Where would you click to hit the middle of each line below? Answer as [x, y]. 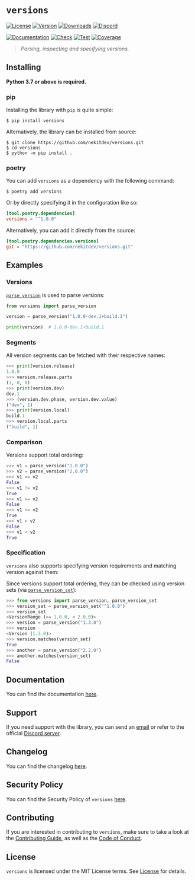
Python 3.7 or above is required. [46, 81]
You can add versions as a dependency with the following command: [90, 181]
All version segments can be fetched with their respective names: [86, 355]
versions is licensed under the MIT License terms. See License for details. [96, 871]
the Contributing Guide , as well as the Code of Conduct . [74, 838]
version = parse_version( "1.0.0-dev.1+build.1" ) [67, 317]
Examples [25, 265]
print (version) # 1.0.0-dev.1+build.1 [55, 327]
